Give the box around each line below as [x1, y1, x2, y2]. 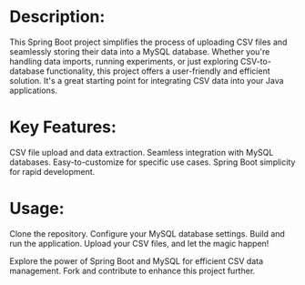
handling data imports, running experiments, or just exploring [9, 56, 239, 66]
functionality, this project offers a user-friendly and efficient [46, 66, 270, 76]
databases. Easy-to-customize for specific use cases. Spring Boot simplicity [9, 157, 296, 168]
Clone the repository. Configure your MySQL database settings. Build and [9, 228, 285, 239]
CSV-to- [239, 56, 271, 66]
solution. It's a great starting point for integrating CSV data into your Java [9, 75, 284, 86]
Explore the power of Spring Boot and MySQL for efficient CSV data [9, 255, 264, 266]
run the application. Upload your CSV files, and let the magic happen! [9, 238, 269, 249]
